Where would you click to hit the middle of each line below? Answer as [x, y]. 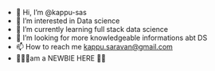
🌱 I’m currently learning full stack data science [92, 29]
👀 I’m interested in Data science [68, 21]
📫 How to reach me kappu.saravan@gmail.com [94, 47]
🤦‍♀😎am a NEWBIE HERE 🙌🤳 [61, 58]
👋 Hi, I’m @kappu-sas [51, 12]
